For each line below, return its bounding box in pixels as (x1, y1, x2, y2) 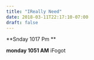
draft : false (6, 19, 38, 25)
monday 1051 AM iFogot (6, 47, 66, 54)
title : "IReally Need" (6, 8, 62, 15)
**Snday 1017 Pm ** (6, 36, 56, 43)
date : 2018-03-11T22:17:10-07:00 (6, 14, 89, 20)
